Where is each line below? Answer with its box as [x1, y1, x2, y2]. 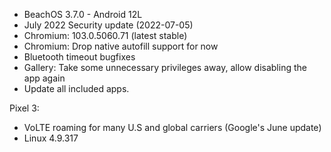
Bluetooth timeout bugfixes [23, 51, 136, 63]
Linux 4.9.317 [23, 132, 79, 144]
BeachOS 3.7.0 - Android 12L [23, 9, 143, 20]
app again [23, 72, 66, 84]
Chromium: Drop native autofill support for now [23, 40, 219, 52]
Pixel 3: [9, 102, 40, 114]
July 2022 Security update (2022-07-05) [23, 19, 194, 31]
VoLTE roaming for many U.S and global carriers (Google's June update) [23, 122, 322, 133]
